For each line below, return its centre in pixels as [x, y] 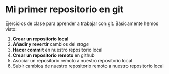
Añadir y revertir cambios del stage [51, 44]
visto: [11, 29]
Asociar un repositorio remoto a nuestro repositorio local [72, 60]
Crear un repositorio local [40, 39]
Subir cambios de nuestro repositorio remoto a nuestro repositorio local [88, 66]
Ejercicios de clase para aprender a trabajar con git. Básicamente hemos [82, 23]
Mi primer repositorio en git [65, 9]
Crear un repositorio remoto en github [54, 55]
